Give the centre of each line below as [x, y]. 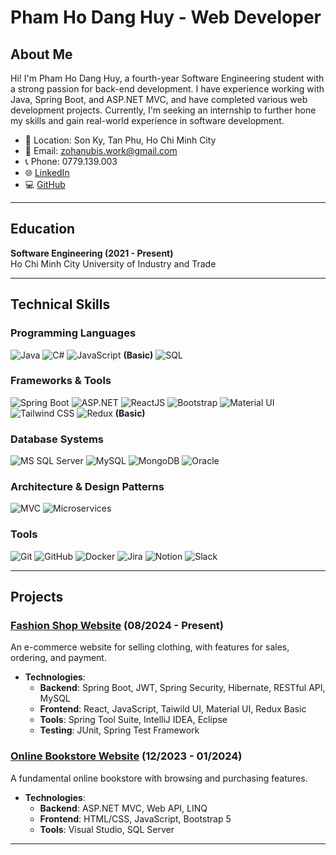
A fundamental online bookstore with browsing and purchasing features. [159, 778]
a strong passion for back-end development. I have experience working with [167, 89]
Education [43, 229]
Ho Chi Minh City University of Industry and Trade [113, 263]
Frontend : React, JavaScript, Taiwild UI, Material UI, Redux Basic [173, 709]
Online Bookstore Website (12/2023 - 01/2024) [126, 756]
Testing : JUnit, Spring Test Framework [119, 730]
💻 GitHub [45, 184]
